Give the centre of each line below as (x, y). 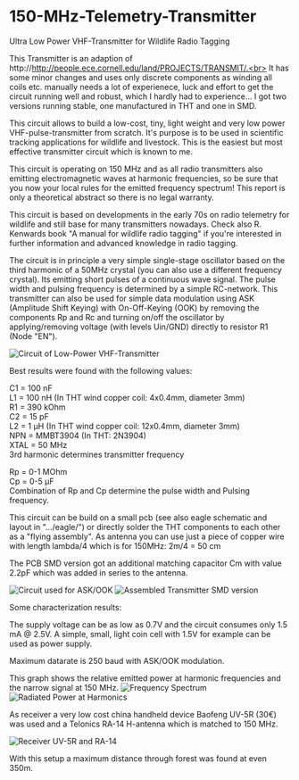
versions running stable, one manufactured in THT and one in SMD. (133, 105)
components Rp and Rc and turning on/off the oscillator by (117, 317)
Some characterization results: (66, 607)
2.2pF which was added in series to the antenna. (99, 572)
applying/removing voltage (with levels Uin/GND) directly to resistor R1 (139, 327)
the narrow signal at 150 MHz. (64, 687)
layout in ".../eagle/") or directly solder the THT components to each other (145, 527)
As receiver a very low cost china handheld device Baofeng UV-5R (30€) (143, 714)
